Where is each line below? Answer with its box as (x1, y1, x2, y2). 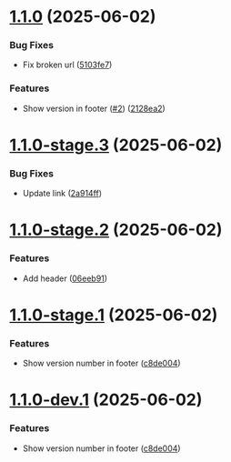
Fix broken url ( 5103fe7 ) (22, 59, 113, 70)
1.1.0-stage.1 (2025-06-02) (9, 305, 218, 325)
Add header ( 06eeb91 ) (22, 273, 107, 284)
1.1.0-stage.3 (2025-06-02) (9, 135, 223, 156)
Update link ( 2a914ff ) (22, 188, 103, 199)
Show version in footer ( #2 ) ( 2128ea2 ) (22, 103, 166, 114)
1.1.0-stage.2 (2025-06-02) (9, 220, 223, 240)
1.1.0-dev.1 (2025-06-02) (9, 389, 203, 410)
